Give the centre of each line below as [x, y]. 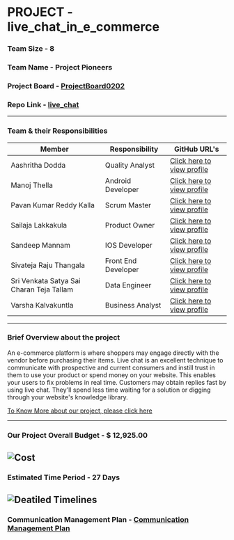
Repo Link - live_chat [43, 104]
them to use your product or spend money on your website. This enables [111, 375]
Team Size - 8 [31, 49]
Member [54, 149]
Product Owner [130, 225]
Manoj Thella [32, 185]
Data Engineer [128, 285]
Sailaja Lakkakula [39, 225]
